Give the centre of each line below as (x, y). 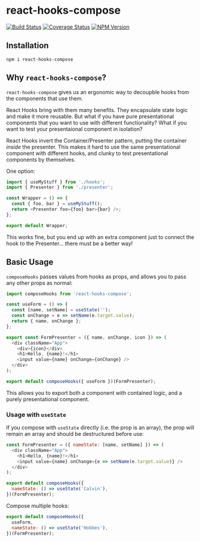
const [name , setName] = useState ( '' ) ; (61, 310)
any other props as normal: (39, 283)
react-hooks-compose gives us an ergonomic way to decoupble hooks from (98, 92)
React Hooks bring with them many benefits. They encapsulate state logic (97, 110)
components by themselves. (41, 159)
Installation (27, 46)
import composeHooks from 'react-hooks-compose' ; (69, 294)
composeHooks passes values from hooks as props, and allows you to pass (96, 276)
